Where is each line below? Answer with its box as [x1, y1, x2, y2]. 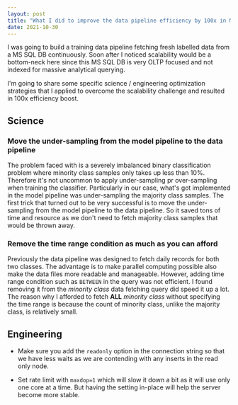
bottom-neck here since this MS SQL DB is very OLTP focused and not [7, 58, 214, 67]
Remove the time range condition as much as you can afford [7, 239, 218, 249]
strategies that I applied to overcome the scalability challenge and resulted [7, 86, 225, 96]
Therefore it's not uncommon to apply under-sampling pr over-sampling [7, 176, 217, 185]
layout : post [7, 10, 46, 18]
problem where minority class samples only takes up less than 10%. [7, 169, 205, 177]
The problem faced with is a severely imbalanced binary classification [7, 161, 211, 170]
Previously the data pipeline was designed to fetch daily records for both [7, 255, 220, 263]
